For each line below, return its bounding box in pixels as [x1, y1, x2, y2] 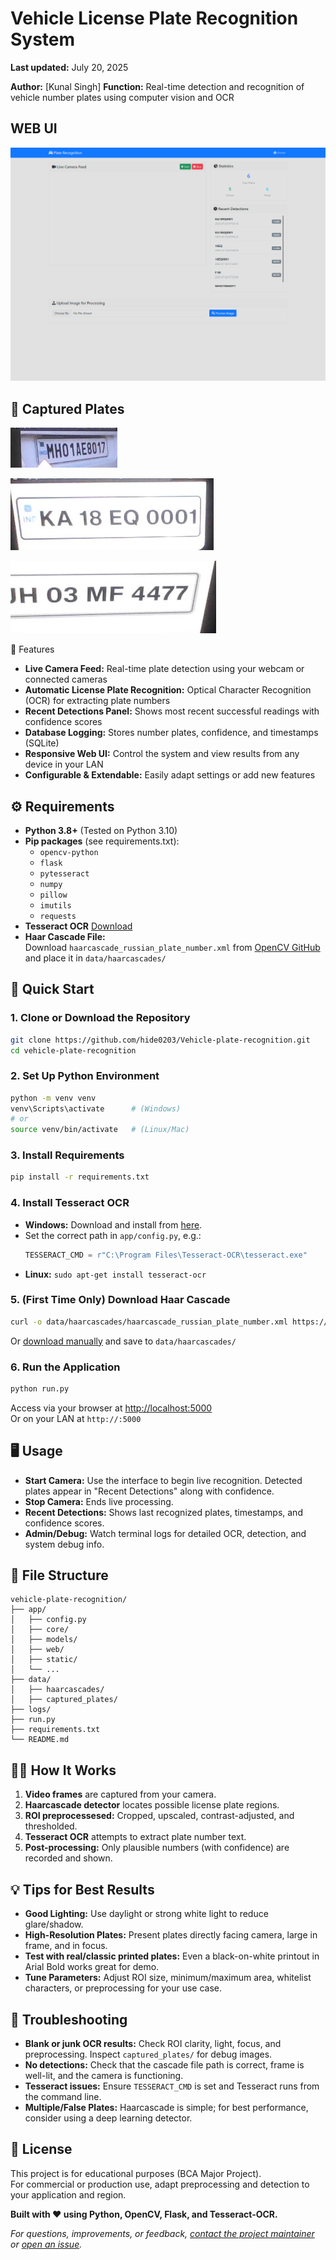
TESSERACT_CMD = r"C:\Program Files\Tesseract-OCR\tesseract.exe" [24, 1250, 308, 1260]
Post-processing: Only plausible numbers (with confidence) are [24, 1842, 290, 1854]
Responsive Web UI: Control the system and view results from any [24, 748, 300, 760]
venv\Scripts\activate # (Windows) [10, 1103, 182, 1114]
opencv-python [39, 847, 99, 857]
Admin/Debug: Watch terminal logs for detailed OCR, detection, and [24, 1527, 307, 1539]
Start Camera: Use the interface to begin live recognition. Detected [24, 1474, 303, 1486]
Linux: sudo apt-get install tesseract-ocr [24, 1268, 207, 1280]
